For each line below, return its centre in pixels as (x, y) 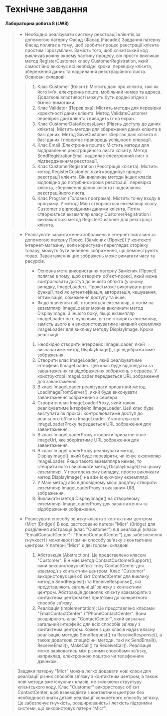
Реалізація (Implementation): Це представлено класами (96, 608)
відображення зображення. (67, 509)
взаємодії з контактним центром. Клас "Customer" (91, 571)
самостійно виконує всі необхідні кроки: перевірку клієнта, (88, 67)
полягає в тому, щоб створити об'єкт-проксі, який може (97, 276)
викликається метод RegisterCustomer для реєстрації (94, 220)
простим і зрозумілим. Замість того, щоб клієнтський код (86, 51)
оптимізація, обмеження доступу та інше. (82, 297)
